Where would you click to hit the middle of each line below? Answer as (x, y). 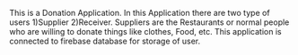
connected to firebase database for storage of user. (105, 41)
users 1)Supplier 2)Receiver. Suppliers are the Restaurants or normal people (149, 22)
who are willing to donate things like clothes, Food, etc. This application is (145, 31)
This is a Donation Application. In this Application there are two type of (140, 13)
